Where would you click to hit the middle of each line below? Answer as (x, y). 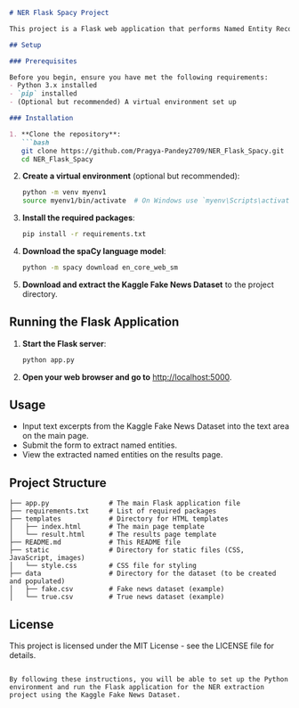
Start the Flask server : (64, 343)
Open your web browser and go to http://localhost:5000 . (127, 377)
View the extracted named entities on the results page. (122, 455)
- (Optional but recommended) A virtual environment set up (123, 103)
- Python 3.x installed (53, 86)
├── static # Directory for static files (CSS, (127, 550)
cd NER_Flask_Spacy (57, 159)
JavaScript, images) (48, 558)
